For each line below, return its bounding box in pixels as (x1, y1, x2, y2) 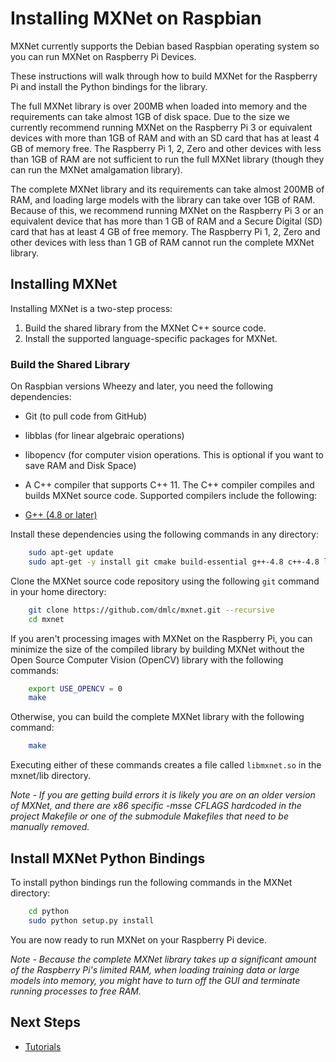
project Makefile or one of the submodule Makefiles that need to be (10, 810, 289, 822)
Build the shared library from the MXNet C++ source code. (24, 322, 267, 334)
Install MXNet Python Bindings (10, 850, 206, 867)
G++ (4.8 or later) (24, 509, 98, 521)
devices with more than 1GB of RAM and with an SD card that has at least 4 (10, 132, 320, 144)
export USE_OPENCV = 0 (28, 683, 123, 694)
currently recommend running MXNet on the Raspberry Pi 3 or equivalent (10, 121, 313, 133)
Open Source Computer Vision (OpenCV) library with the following (10, 653, 284, 666)
